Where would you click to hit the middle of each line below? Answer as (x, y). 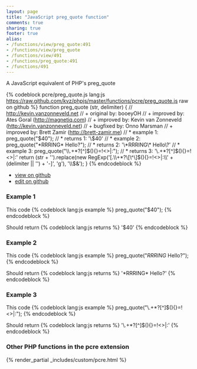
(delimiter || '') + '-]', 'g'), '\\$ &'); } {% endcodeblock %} (74, 164)
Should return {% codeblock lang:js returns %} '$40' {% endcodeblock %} (97, 227)
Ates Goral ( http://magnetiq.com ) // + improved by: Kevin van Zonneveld (94, 120)
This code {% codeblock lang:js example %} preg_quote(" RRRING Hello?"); (97, 255)
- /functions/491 (27, 66)
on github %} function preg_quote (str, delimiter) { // (69, 107)
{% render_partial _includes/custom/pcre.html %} (66, 360)
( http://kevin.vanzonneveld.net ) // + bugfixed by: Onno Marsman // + (89, 126)
